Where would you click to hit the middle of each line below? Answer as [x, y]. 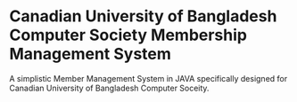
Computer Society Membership [128, 35]
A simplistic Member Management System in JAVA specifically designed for [148, 78]
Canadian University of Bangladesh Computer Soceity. [109, 88]
